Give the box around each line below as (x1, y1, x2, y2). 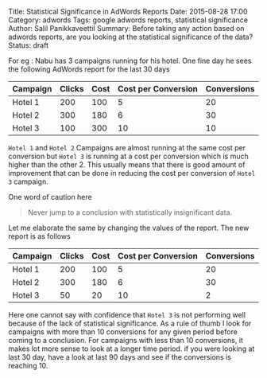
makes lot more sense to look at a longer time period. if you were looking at (8, 344, 255, 353)
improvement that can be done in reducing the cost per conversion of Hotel (8, 169, 256, 177)
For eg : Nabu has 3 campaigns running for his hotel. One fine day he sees (8, 56, 252, 65)
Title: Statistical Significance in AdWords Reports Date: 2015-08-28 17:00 (8, 7, 248, 16)
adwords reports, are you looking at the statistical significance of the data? (8, 32, 253, 41)
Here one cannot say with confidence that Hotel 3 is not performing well (8, 310, 246, 319)
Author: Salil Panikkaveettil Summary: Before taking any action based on (8, 24, 245, 33)
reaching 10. (8, 361, 48, 370)
